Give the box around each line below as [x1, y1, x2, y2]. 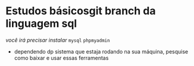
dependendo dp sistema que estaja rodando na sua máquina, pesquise [14, 48, 189, 55]
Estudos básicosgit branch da [5, 4, 156, 18]
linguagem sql [5, 17, 77, 30]
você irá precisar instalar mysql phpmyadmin [5, 36, 111, 43]
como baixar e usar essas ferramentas [14, 54, 109, 61]
